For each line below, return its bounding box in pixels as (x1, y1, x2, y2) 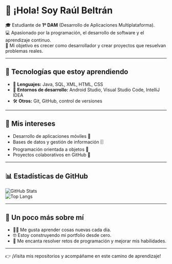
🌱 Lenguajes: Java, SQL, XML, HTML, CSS (12, 81, 103, 87)
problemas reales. (5, 48, 44, 54)
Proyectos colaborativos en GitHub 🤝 (12, 151, 91, 158)
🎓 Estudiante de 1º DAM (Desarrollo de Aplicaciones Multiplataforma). (5, 22, 155, 28)
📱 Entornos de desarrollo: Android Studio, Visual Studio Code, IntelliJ (12, 87, 160, 93)
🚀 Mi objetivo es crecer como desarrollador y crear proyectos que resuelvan (5, 42, 166, 48)
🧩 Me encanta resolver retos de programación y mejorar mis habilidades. (12, 238, 166, 244)
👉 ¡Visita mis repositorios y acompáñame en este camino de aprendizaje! (5, 253, 161, 259)
